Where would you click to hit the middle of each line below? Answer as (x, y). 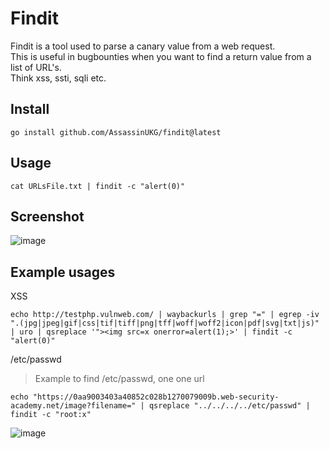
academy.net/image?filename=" (73, 406)
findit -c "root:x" (51, 415)
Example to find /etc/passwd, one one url (119, 379)
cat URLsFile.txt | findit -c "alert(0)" (98, 186)
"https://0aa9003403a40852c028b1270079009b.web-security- (156, 397)
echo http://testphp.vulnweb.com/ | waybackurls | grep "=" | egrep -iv (165, 315)
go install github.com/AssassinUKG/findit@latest (116, 132)
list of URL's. (36, 67)
